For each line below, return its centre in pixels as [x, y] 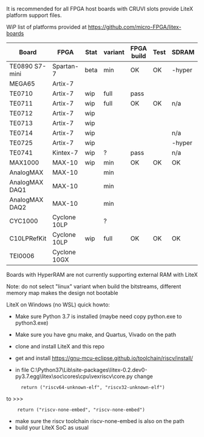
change [143, 376]
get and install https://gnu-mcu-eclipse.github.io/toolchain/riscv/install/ [104, 358]
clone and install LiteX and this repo [60, 346]
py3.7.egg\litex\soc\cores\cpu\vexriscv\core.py [74, 376]
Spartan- [66, 66]
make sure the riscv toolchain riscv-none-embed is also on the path [100, 421]
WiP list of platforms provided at [46, 27]
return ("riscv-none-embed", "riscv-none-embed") [81, 410]
